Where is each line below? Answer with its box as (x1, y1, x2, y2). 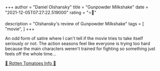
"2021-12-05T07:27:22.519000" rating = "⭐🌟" (5, 10, 97, 15)
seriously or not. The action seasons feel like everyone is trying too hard (5, 41, 150, 46)
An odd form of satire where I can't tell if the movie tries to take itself (5, 35, 143, 41)
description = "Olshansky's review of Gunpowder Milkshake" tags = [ (5, 21, 144, 26)
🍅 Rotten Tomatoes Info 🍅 (5, 60, 56, 66)
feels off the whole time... (5, 51, 57, 56)
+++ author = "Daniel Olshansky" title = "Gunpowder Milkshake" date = (5, 4, 149, 10)
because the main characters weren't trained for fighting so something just (5, 46, 156, 52)
